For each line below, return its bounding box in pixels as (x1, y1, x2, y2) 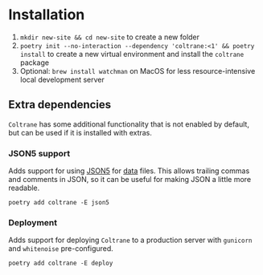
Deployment (8, 216, 58, 228)
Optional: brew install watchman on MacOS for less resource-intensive (19, 66, 256, 75)
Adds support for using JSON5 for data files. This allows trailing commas (8, 166, 250, 176)
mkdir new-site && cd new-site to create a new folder (19, 32, 199, 42)
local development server (19, 75, 105, 84)
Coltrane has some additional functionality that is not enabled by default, (8, 119, 249, 129)
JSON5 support (8, 148, 71, 159)
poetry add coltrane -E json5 (8, 199, 110, 207)
